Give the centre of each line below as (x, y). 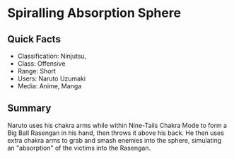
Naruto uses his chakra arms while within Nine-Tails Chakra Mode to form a (117, 125)
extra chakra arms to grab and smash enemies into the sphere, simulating (115, 140)
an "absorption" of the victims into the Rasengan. (79, 148)
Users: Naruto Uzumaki (52, 78)
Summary (29, 108)
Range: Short (37, 71)
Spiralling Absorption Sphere (94, 13)
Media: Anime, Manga (49, 86)
